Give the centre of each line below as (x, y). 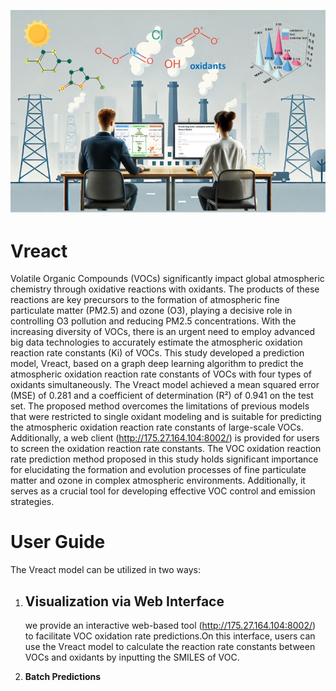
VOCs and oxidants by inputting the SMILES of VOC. (132, 657)
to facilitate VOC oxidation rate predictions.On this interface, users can (170, 636)
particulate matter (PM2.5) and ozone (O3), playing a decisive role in (151, 311)
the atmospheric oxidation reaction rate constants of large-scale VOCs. (157, 427)
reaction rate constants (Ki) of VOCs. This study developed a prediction (157, 353)
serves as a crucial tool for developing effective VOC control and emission (163, 491)
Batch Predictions (63, 677)
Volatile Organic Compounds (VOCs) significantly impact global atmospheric (167, 279)
